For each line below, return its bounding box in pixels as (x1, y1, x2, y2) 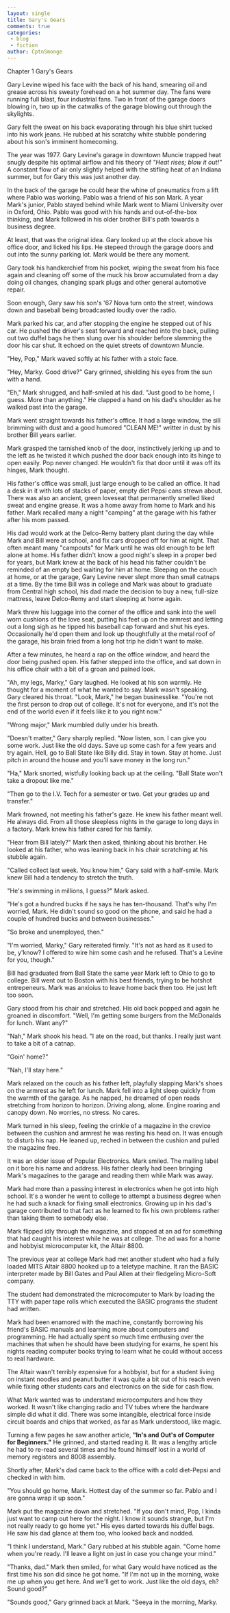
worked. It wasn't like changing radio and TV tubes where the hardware (7, 1402, 209, 1411)
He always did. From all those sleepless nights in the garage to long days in (7, 817, 219, 825)
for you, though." (7, 955, 55, 964)
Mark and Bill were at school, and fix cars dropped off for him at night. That (7, 536, 220, 544)
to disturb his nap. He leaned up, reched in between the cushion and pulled (7, 1136, 220, 1144)
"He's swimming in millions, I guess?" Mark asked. (7, 886, 149, 895)
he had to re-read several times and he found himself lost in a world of (7, 1445, 206, 1453)
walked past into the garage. (7, 403, 88, 411)
